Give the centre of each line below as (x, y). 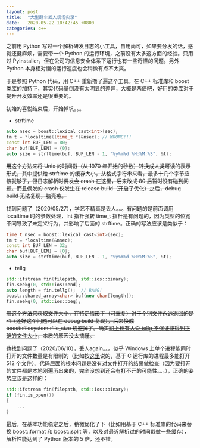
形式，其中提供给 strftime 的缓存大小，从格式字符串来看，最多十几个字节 (95, 173)
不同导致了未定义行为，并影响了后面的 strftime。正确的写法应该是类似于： (97, 223)
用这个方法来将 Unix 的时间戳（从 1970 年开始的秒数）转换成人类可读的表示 (99, 166)
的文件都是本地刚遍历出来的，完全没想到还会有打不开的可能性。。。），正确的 (97, 371)
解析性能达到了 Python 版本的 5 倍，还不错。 (61, 438)
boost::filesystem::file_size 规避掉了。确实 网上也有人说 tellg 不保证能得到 (96, 328)
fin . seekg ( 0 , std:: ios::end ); (44, 285)
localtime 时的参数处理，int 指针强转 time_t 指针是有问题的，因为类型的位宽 (99, 216)
